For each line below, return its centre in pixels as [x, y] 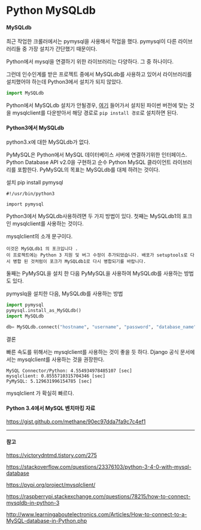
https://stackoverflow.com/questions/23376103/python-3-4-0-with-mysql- [99, 467]
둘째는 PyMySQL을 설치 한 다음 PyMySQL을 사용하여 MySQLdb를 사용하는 [95, 274]
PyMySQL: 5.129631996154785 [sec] [49, 381]
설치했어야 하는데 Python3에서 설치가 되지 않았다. [64, 82]
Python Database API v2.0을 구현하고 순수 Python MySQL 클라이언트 [89, 162]
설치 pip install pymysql [35, 183]
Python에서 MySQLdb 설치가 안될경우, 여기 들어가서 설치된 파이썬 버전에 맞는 [97, 105]
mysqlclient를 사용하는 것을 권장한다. [61, 359]
